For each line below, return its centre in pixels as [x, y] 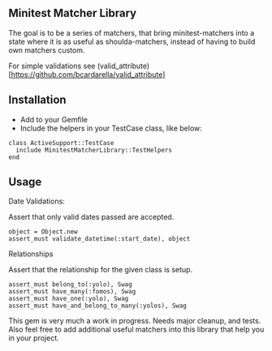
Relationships [31, 254]
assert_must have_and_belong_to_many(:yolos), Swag [97, 306]
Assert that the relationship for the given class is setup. [101, 270]
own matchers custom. [47, 50]
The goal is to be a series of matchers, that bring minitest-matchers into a [132, 32]
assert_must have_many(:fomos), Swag [72, 292]
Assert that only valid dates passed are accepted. [91, 217]
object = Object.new [43, 232]
